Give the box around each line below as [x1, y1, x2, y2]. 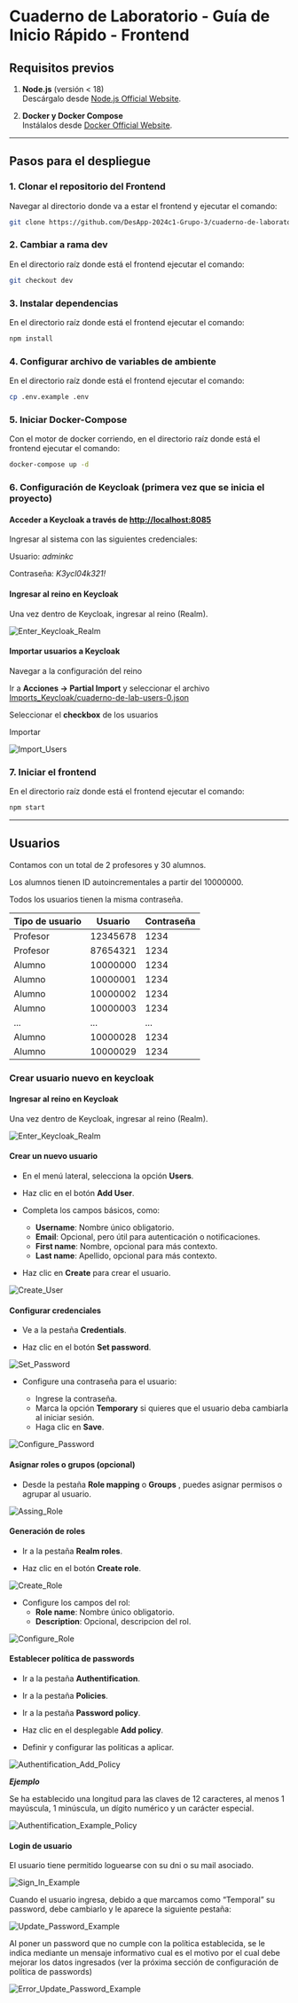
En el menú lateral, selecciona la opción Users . [21, 1170, 194, 1181]
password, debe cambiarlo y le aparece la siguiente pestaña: [9, 1904, 232, 1914]
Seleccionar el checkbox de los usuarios [9, 709, 159, 720]
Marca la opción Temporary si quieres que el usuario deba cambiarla [35, 1403, 289, 1413]
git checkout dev [9, 276, 74, 285]
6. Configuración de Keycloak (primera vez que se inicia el [9, 481, 265, 494]
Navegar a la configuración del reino [9, 665, 143, 676]
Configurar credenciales [9, 1305, 102, 1316]
